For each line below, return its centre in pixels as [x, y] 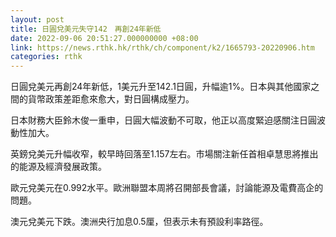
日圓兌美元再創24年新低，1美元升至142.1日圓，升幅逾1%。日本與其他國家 [161, 87]
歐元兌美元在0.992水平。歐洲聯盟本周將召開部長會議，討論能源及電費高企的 [167, 188]
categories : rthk [46, 57]
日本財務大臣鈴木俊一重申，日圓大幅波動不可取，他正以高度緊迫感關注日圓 [163, 120]
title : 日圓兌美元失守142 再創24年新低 [86, 29]
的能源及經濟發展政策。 [58, 167]
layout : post [37, 19]
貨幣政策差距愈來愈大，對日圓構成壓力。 [111, 99]
